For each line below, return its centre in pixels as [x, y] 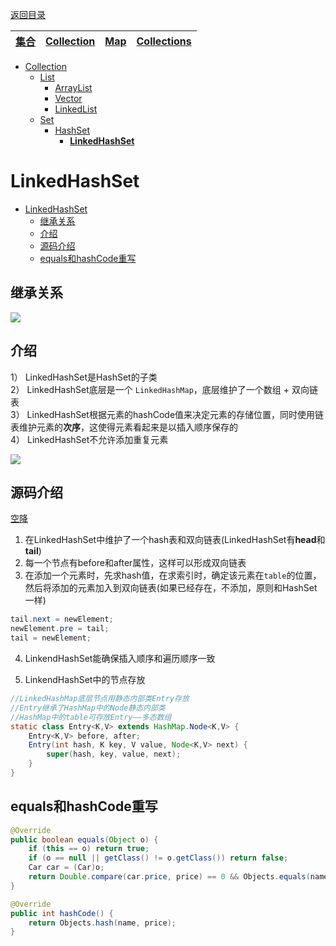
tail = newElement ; [51, 638]
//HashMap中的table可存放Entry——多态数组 [91, 717]
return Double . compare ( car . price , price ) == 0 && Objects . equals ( [169, 877]
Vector [68, 98]
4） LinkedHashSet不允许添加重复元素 [89, 439]
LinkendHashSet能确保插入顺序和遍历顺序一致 [120, 658]
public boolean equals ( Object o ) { [84, 839]
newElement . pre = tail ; [60, 629]
